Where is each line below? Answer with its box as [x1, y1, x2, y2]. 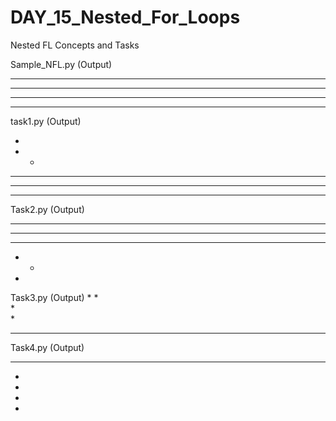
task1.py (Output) [10, 115, 82, 127]
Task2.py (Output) [10, 203, 85, 215]
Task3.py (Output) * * [10, 291, 99, 303]
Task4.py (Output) [10, 341, 85, 353]
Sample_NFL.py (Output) [10, 58, 113, 70]
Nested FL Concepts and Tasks [10, 39, 140, 51]
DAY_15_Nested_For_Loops [10, 6, 241, 29]
